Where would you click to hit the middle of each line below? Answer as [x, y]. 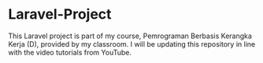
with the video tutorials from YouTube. [70, 52]
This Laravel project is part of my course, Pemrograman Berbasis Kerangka [130, 36]
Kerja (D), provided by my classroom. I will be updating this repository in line [132, 44]
